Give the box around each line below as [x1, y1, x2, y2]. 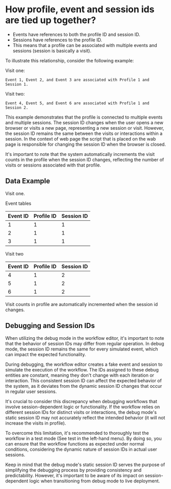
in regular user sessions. [5, 388, 57, 394]
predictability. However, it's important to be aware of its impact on [5, 472, 144, 478]
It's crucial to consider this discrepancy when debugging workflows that [5, 398, 157, 404]
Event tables [5, 200, 32, 206]
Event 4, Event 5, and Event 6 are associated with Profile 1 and [5, 101, 150, 106]
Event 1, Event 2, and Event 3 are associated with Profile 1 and [5, 77, 150, 82]
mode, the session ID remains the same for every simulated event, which [5, 346, 158, 352]
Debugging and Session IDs [5, 321, 95, 330]
